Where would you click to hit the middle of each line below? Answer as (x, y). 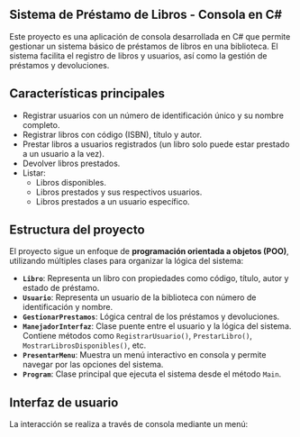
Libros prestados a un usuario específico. (113, 201)
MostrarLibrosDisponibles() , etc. (84, 345)
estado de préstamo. (61, 288)
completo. (41, 124)
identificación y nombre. (68, 307)
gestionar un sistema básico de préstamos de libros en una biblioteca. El (144, 46)
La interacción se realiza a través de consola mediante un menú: (129, 424)
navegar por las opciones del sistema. (93, 365)
